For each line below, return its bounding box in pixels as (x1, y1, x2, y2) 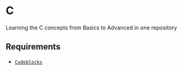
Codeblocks (14, 59, 43, 65)
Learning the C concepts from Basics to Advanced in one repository (6, 24, 177, 31)
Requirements (6, 42, 61, 52)
